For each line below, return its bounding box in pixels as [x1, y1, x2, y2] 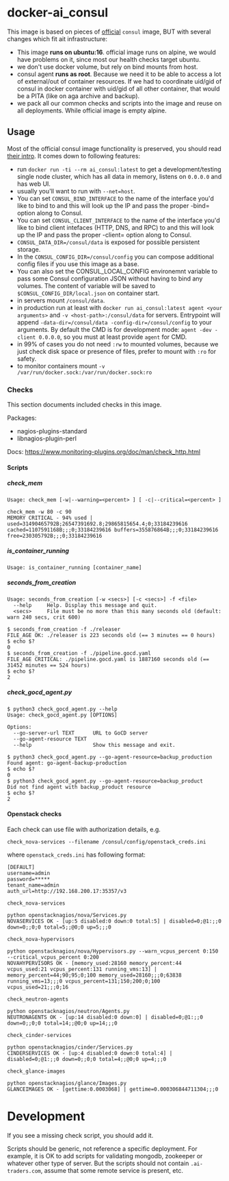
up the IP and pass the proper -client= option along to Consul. [16, 230, 192, 239]
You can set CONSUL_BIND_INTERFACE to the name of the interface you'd [16, 194, 214, 202]
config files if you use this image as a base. [16, 259, 139, 268]
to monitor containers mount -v [16, 361, 105, 370]
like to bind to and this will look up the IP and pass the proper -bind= [16, 201, 210, 210]
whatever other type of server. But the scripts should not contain [7, 1159, 189, 1167]
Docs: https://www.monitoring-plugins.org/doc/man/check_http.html [7, 448, 200, 456]
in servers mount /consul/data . [16, 296, 105, 305]
